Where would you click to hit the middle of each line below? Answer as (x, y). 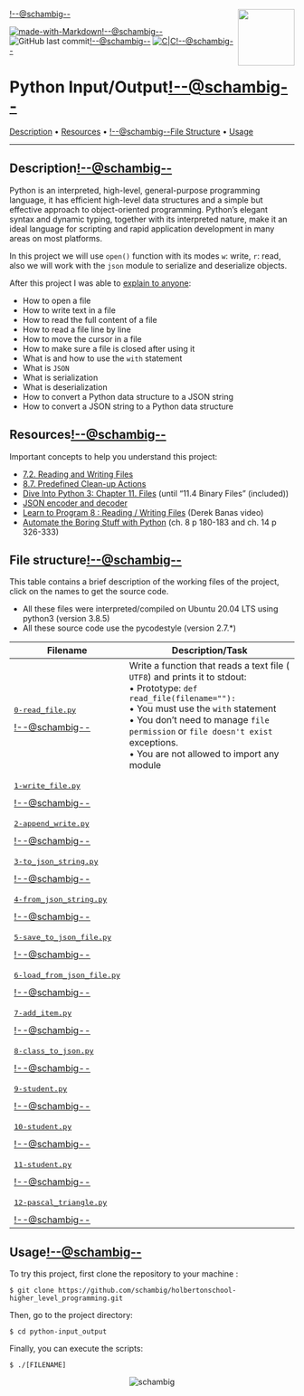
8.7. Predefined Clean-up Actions (84, 483)
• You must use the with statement (203, 708)
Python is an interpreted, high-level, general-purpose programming (135, 190)
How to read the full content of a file (90, 319)
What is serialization (60, 377)
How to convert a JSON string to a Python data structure (128, 406)
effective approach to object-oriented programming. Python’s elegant (139, 209)
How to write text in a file (69, 310)
